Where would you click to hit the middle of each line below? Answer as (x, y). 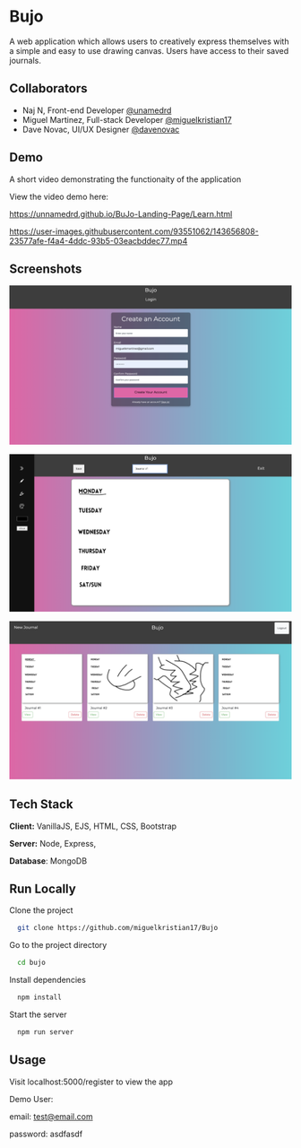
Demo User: (31, 1099)
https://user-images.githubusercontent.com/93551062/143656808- (134, 231)
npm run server (46, 1032)
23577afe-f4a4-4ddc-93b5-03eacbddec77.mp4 (99, 240)
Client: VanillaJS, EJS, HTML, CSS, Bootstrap (93, 826)
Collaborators (48, 88)
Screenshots (46, 269)
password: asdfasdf (46, 1134)
